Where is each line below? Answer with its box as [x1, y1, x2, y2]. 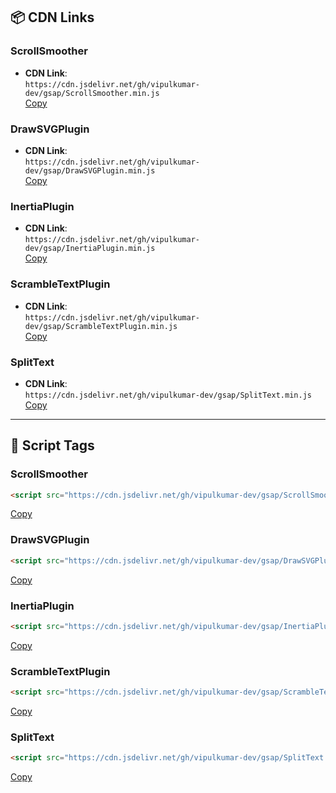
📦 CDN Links [10, 9, 95, 26]
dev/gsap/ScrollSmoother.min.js [24, 88, 160, 98]
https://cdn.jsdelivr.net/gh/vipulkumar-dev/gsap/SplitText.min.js [24, 390, 312, 400]
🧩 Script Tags [10, 437, 95, 454]
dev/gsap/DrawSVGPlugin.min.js [24, 165, 156, 176]
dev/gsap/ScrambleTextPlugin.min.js [24, 321, 178, 331]
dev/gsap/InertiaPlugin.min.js [24, 244, 156, 254]
